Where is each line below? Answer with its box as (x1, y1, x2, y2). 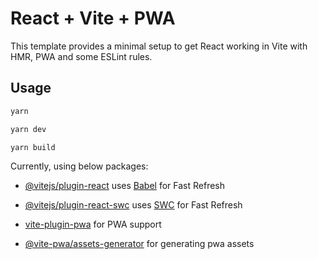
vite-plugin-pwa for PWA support (24, 218, 162, 231)
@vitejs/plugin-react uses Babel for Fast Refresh (24, 180, 226, 192)
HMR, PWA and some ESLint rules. (10, 50, 153, 62)
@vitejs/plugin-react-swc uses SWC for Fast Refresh (24, 199, 243, 211)
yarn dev (10, 124, 47, 134)
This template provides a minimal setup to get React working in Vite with (10, 40, 308, 52)
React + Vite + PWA (10, 7, 176, 30)
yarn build (10, 142, 56, 152)
